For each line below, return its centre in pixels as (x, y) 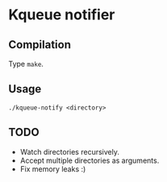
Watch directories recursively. (69, 151)
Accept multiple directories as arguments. (90, 160)
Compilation (40, 45)
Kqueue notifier (62, 15)
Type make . (26, 64)
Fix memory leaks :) (53, 169)
